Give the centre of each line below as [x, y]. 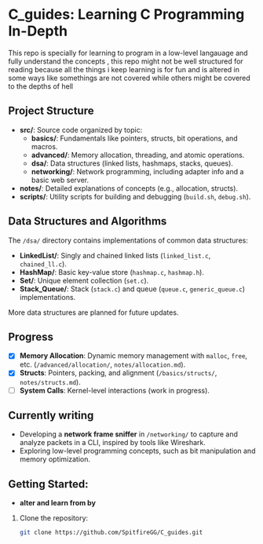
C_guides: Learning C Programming [126, 15]
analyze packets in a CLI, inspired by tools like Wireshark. [113, 443]
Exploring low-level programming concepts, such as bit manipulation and [137, 451]
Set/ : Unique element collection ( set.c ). [84, 280]
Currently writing [51, 415]
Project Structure [51, 111]
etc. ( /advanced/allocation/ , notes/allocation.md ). [102, 365]
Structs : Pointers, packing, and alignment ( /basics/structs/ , [118, 373]
